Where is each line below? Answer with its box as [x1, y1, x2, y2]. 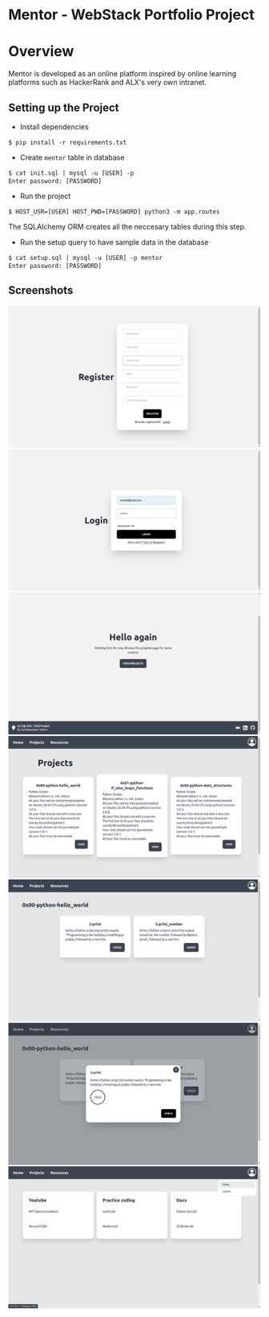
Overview [8, 43, 74, 61]
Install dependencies [19, 122, 90, 132]
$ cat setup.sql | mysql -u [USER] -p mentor [8, 254, 163, 262]
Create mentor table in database [19, 152, 125, 162]
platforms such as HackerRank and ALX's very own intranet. [8, 78, 207, 87]
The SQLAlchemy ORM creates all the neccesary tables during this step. [8, 222, 247, 231]
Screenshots [8, 283, 74, 298]
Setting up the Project [8, 100, 119, 114]
